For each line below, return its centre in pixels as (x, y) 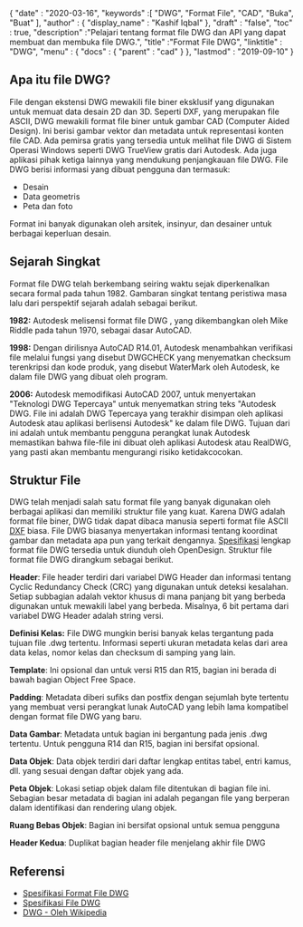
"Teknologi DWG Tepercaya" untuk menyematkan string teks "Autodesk (143, 403)
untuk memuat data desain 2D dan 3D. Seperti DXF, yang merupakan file (145, 111)
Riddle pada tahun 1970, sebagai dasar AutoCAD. (101, 330)
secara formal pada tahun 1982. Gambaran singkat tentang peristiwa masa (148, 293)
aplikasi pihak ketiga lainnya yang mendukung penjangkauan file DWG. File (149, 159)
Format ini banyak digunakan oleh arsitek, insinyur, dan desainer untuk (141, 223)
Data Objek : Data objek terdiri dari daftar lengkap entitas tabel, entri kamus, (151, 761)
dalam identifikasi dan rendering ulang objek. (94, 808)
